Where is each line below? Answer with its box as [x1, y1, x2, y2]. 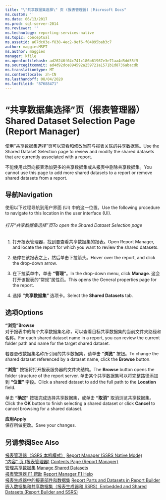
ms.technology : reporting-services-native [5, 30, 94, 35]
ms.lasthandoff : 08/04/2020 [5, 77, 63, 82]
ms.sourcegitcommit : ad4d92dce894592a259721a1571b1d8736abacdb [5, 63, 139, 68]
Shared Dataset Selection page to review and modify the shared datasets [5, 148, 155, 154]
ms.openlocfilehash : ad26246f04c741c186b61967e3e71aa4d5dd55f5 [5, 58, 139, 63]
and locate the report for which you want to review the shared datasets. [12, 244, 159, 250]
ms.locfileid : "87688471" [5, 81, 58, 86]
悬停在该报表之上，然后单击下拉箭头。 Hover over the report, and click [12, 254, 156, 260]
